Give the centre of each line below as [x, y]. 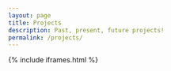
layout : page [30, 15]
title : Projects [35, 23]
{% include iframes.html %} [53, 60]
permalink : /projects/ [46, 37]
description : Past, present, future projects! [86, 30]
